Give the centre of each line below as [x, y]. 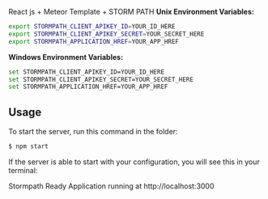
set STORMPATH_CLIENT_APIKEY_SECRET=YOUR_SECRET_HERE [101, 79]
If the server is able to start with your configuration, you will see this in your [134, 162]
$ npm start [28, 146]
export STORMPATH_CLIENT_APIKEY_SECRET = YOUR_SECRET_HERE [106, 34]
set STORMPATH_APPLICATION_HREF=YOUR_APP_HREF [88, 87]
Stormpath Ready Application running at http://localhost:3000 [111, 186]
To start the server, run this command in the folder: [93, 132]
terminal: [23, 170]
